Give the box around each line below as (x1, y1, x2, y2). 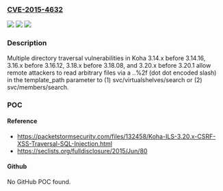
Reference (7, 117, 38, 125)
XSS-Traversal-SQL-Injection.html (16, 139, 113, 148)
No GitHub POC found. (7, 177, 71, 186)
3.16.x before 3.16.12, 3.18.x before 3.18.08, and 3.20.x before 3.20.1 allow (7, 61, 211, 69)
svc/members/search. (7, 83, 70, 91)
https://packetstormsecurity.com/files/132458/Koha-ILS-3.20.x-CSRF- (16, 132, 216, 140)
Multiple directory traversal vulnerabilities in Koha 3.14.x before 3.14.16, (7, 53, 206, 62)
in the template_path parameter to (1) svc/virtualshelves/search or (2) (7, 75, 203, 84)
